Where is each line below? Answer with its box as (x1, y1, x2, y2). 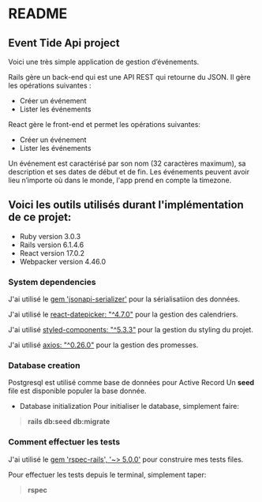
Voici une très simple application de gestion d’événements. (8, 57, 200, 66)
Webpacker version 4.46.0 (19, 257, 107, 266)
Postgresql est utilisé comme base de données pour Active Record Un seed (8, 378, 255, 388)
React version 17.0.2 (19, 248, 85, 257)
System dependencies (8, 276, 96, 287)
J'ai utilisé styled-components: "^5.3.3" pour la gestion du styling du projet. (8, 325, 254, 335)
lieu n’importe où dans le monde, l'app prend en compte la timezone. (8, 175, 232, 185)
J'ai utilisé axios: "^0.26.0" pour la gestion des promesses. (8, 340, 199, 350)
